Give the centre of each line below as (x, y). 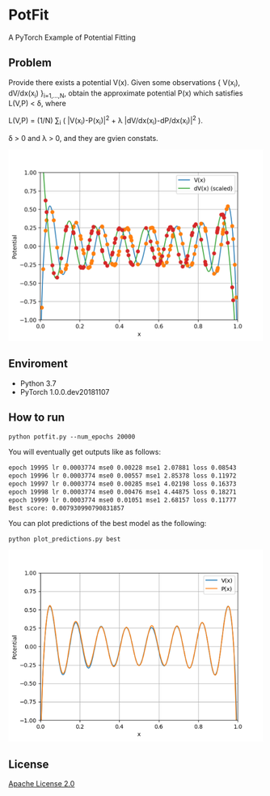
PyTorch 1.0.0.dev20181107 (65, 392)
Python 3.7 (38, 383)
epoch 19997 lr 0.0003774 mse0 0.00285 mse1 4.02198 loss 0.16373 (122, 484)
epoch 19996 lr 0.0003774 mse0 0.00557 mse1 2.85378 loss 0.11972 (122, 476)
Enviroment (38, 364)
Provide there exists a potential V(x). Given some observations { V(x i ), (124, 83)
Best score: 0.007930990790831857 (67, 508)
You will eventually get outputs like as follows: (85, 452)
